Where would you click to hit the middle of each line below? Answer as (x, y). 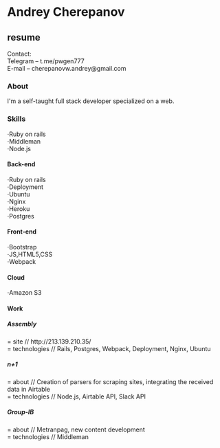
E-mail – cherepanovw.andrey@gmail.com (67, 68)
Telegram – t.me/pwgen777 (46, 61)
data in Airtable (29, 389)
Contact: (20, 54)
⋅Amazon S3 (24, 293)
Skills (16, 119)
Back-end (21, 164)
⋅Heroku (19, 209)
